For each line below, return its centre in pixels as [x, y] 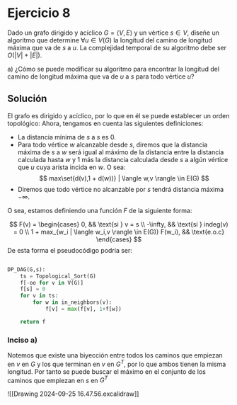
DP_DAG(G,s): [27, 269]
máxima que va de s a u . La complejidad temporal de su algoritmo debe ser [117, 47]
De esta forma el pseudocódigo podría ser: [70, 250]
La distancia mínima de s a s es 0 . [67, 137]
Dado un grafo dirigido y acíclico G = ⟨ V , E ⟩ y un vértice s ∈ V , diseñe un [113, 33]
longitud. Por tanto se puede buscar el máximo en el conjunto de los [107, 371]
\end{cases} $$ [119, 239]
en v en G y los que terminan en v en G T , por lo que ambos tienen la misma [117, 364]
